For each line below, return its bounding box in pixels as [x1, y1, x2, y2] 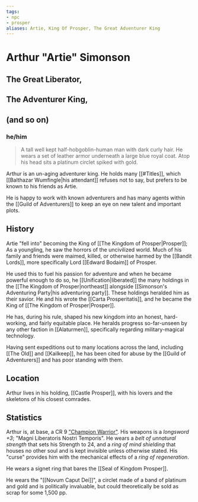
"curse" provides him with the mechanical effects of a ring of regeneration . [6, 453, 190, 460]
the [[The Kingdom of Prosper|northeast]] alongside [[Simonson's [6, 282, 168, 290]
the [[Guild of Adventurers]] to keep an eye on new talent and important [6, 200, 181, 208]
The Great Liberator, [6, 74, 82, 84]
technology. [6, 332, 36, 339]
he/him [6, 132, 27, 141]
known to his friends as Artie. [6, 182, 78, 190]
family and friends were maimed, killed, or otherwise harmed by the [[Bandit [6, 252, 192, 259]
